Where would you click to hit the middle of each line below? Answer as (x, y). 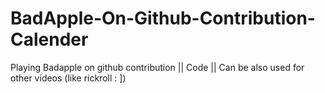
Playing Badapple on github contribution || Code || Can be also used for (157, 67)
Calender (49, 39)
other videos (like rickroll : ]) (68, 78)
